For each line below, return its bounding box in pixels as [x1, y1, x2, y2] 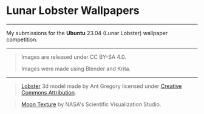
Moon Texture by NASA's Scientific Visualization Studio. [21, 101, 161, 108]
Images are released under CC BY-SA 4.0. [21, 53, 126, 61]
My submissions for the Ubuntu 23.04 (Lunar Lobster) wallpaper [6, 29, 168, 36]
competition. [6, 36, 38, 43]
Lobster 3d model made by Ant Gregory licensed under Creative [21, 82, 182, 90]
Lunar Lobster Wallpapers [6, 4, 140, 18]
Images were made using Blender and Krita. [21, 65, 131, 72]
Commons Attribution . [21, 89, 76, 96]
